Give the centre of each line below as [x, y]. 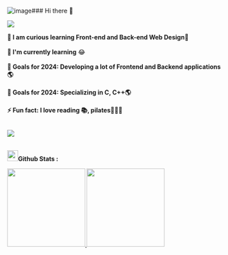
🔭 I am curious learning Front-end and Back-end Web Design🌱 [98, 37]
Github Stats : [38, 159]
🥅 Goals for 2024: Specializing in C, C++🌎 [69, 92]
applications [202, 67]
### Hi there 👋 [52, 11]
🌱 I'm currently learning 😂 [46, 52]
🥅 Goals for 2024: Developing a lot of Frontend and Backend [95, 67]
